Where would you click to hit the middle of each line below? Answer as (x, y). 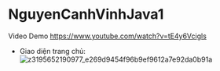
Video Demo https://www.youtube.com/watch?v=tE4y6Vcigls (107, 36)
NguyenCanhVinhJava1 (86, 14)
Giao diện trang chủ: (53, 51)
